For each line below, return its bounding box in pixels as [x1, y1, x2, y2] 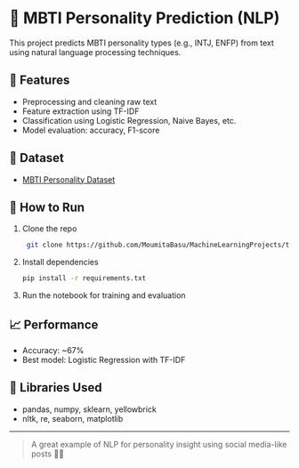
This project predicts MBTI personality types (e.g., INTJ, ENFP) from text [9, 37, 274, 48]
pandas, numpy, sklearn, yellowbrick [21, 404, 158, 415]
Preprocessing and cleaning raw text [21, 96, 158, 107]
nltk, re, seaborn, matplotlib [21, 413, 124, 424]
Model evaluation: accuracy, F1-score [21, 125, 160, 135]
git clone [26, 240, 63, 250]
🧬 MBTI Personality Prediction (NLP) [9, 8, 280, 28]
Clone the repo [21, 223, 77, 234]
